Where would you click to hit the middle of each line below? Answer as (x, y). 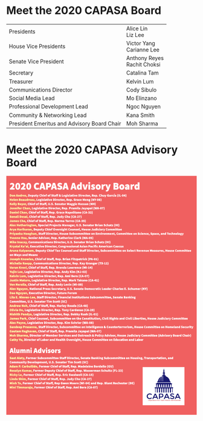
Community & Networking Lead (48, 115)
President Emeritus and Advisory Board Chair (65, 123)
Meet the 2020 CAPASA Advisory (92, 150)
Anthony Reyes (145, 58)
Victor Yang (140, 43)
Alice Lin (137, 28)
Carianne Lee (143, 50)
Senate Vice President (37, 61)
